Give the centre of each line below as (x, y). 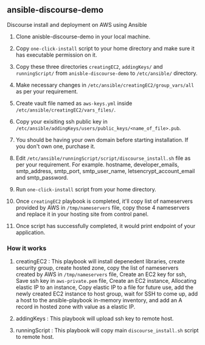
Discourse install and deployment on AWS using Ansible (77, 24)
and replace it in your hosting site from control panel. (82, 214)
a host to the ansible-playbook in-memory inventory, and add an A (99, 301)
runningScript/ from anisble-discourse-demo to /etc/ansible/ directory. (106, 73)
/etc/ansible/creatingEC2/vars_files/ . (66, 110)
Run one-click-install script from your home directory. (86, 189)
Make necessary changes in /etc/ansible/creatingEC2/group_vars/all (105, 85)
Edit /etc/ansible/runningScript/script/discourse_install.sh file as (103, 158)
